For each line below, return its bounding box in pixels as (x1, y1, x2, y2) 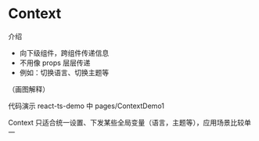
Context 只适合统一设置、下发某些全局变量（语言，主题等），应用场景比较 (8, 117, 245, 127)
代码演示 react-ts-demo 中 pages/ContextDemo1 (8, 101, 164, 110)
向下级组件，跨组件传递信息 (19, 48, 110, 57)
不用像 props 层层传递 (19, 58, 91, 67)
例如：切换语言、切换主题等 (19, 67, 110, 77)
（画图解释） (8, 84, 49, 94)
